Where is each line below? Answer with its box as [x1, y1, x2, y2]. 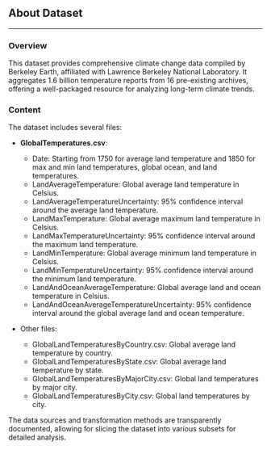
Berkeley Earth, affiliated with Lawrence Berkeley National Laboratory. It [8, 67, 248, 77]
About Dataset [8, 6, 83, 20]
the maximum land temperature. [31, 240, 139, 250]
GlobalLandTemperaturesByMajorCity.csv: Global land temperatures [31, 374, 260, 384]
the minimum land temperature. [31, 274, 137, 284]
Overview [8, 40, 48, 51]
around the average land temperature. [31, 205, 159, 215]
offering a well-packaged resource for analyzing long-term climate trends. [8, 84, 256, 94]
